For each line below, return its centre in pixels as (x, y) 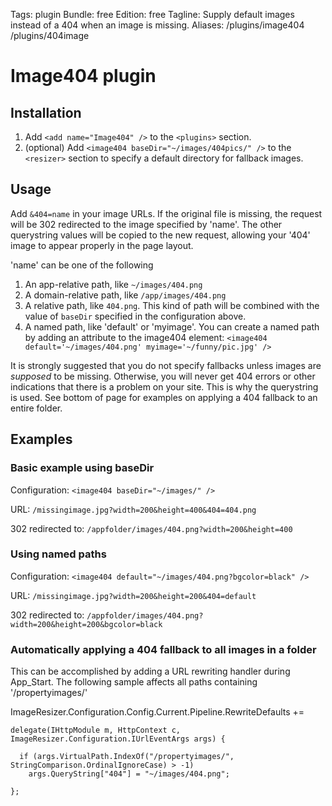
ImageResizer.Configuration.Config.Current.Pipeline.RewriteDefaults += (157, 712)
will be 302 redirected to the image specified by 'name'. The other (146, 224)
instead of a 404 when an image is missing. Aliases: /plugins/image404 (157, 25)
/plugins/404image (50, 35)
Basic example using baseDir (82, 468)
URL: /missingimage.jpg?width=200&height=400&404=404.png (133, 509)
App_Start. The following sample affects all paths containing (134, 682)
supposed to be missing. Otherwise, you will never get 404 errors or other (163, 376)
